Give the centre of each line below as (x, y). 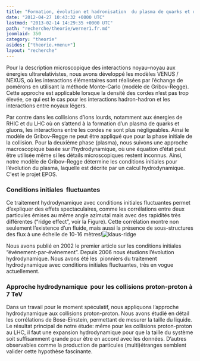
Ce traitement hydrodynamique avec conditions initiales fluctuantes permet (98, 203)
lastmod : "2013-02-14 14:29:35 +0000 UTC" (60, 23)
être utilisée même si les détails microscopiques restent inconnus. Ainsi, (94, 155)
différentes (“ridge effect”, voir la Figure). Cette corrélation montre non (93, 222)
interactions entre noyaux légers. (47, 106)
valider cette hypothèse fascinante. (49, 351)
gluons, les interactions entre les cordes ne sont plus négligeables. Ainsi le (98, 129)
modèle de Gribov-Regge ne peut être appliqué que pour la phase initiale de (99, 136)
